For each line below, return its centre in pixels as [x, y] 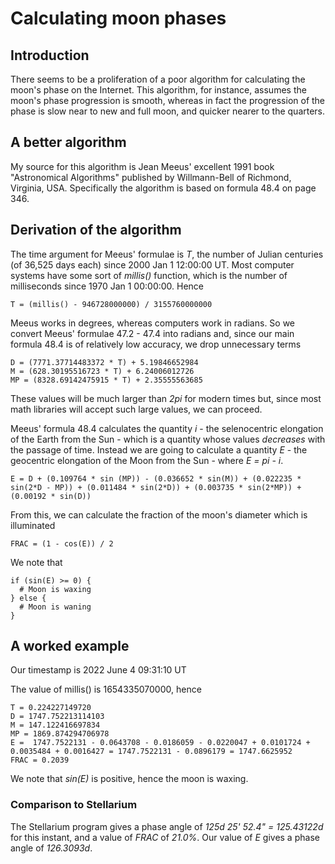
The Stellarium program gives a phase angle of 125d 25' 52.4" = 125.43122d [167, 826]
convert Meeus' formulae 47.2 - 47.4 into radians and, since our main [152, 333]
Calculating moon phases [118, 18]
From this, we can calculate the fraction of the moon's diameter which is [159, 514]
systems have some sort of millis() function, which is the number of [149, 275]
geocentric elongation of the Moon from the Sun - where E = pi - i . [147, 460]
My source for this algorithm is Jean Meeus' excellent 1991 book [142, 166]
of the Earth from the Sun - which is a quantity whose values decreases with [168, 439]
